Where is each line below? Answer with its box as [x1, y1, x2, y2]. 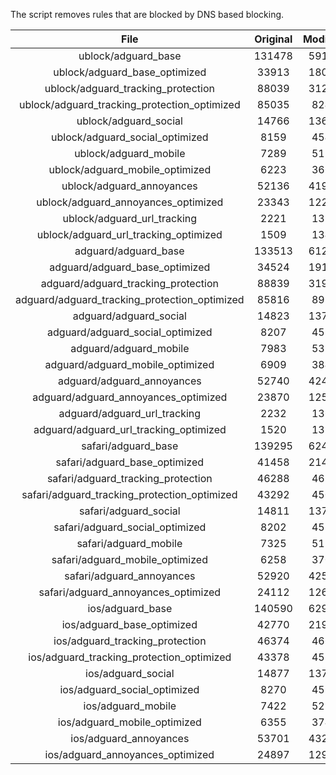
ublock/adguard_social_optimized [51, 130, 209, 144]
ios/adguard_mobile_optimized [57, 715, 202, 729]
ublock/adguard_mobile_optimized [48, 163, 212, 176]
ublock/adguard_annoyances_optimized [36, 195, 224, 209]
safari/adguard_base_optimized [55, 455, 205, 469]
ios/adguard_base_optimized [61, 618, 198, 631]
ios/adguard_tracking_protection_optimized [28, 650, 232, 664]
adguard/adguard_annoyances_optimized [32, 390, 228, 404]
